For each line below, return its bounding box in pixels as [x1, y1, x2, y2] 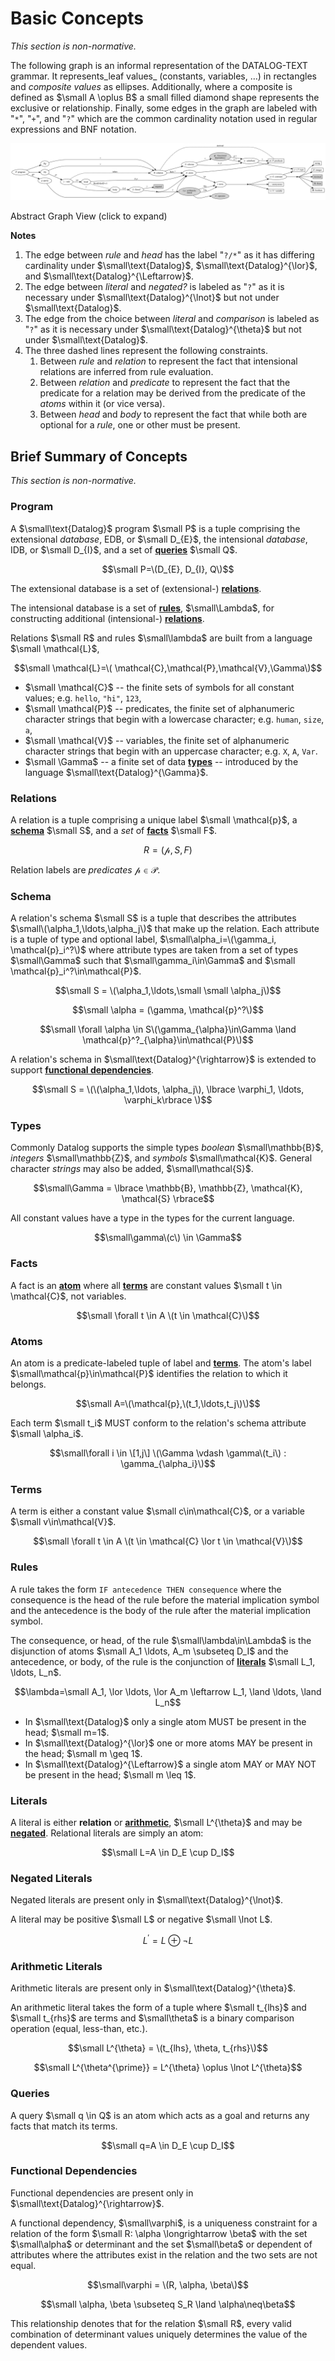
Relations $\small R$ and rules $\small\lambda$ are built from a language [10, 632, 313, 644]
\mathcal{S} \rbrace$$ [121, 1193, 215, 1205]
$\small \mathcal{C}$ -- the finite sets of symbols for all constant [24, 681, 295, 693]
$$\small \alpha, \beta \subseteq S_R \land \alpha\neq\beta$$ [40, 2298, 296, 2310]
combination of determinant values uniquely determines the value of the [10, 2328, 308, 2340]
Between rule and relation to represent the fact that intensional [39, 355, 298, 367]
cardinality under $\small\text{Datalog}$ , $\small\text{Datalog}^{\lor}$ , [24, 260, 318, 272]
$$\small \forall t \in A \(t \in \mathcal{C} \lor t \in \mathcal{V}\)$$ [33, 1535, 303, 1547]
